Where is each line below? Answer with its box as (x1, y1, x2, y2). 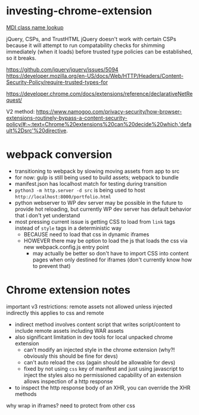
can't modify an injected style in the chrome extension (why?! (23, 346, 175, 353)
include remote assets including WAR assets (14, 327, 124, 334)
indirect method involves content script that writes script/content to (14, 320, 181, 328)
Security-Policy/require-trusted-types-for (6, 79, 108, 86)
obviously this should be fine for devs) (23, 352, 118, 360)
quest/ (6, 96, 23, 104)
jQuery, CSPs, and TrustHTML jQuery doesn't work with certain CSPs (6, 35, 177, 42)
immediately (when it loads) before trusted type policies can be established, (6, 48, 193, 55)
